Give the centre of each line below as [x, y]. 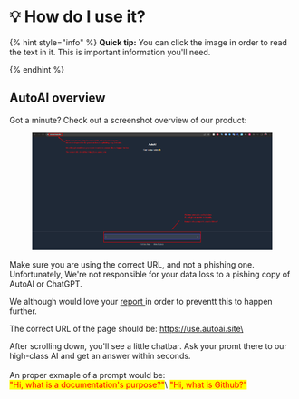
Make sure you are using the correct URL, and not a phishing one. [132, 264]
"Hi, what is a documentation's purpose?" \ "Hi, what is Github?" [128, 384]
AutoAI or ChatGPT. [46, 284]
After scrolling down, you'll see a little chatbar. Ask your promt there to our [148, 345]
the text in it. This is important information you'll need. [110, 52]
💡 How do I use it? [78, 17]
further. [24, 311]
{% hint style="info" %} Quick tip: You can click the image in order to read [149, 42]
